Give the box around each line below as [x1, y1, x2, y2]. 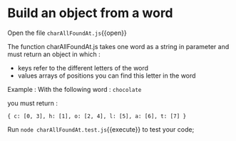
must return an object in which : [7, 50, 101, 58]
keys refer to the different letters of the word [17, 63, 148, 72]
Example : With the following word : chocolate [7, 85, 142, 93]
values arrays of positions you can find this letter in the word [17, 71, 196, 80]
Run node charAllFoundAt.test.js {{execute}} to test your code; [7, 125, 195, 133]
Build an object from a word [7, 5, 173, 21]
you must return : [7, 98, 58, 108]
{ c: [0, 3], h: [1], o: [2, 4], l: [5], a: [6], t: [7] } [7, 113, 187, 120]
